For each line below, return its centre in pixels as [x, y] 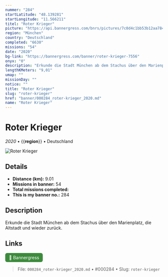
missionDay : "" [21, 79]
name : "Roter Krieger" [29, 103]
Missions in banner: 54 [37, 184]
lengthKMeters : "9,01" [29, 70]
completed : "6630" [24, 42]
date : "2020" [19, 51]
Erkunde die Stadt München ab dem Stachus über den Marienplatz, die [78, 222]
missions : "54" [21, 47]
